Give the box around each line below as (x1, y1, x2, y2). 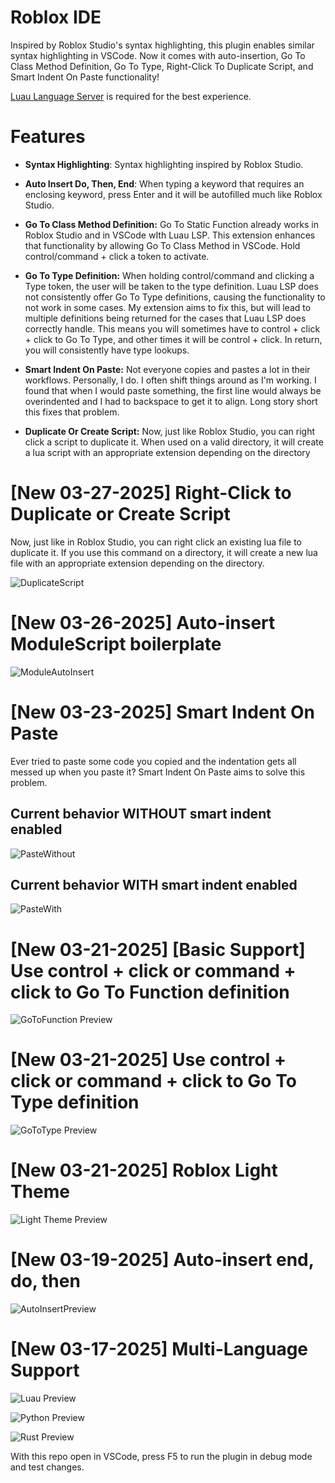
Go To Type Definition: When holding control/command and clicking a (24, 269, 315, 281)
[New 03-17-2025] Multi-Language (10, 1338, 309, 1361)
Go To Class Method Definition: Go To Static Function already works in (24, 218, 319, 230)
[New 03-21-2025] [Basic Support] (10, 938, 306, 961)
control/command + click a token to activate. (24, 250, 210, 262)
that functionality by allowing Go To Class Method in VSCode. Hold (24, 239, 301, 251)
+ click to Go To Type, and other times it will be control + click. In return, (24, 333, 323, 345)
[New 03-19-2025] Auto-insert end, (10, 1249, 315, 1271)
